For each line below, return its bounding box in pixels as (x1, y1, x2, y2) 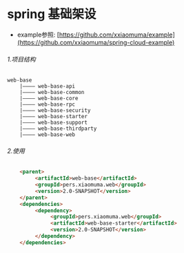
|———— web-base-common (19, 89, 85, 96)
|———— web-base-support (19, 119, 88, 126)
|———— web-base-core (19, 95, 79, 102)
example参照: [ (17, 30, 60, 39)
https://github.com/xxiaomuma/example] (59, 30, 176, 39)
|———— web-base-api (19, 83, 76, 90)
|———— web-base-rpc (19, 101, 76, 108)
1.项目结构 (7, 55, 36, 63)
